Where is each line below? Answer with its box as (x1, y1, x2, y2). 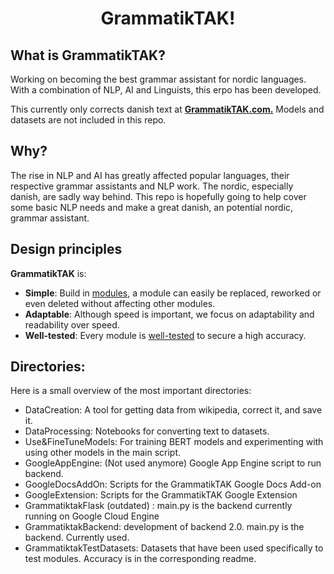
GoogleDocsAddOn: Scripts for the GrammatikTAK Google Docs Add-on (24, 478, 322, 491)
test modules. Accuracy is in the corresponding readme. (24, 553, 257, 565)
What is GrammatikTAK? (10, 47, 166, 64)
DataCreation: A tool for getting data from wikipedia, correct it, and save (24, 404, 323, 416)
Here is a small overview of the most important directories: (10, 385, 252, 397)
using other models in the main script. (24, 447, 182, 459)
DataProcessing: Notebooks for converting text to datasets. (24, 425, 270, 437)
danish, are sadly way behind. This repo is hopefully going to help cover (10, 190, 307, 202)
